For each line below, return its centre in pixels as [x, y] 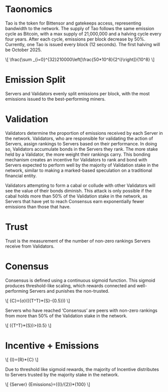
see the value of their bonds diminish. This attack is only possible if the [78, 190]
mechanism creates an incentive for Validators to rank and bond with [76, 159]
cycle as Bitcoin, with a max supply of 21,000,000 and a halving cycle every [83, 34]
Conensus [27, 266]
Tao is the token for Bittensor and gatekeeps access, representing [73, 23]
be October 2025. [24, 50]
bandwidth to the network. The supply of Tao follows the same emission [80, 28]
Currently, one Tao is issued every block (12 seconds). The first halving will [83, 44]
